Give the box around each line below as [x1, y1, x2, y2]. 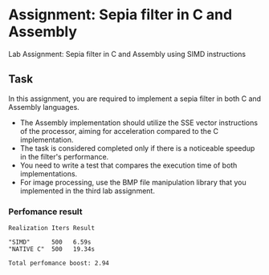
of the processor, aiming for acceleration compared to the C [19, 126, 219, 135]
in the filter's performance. [19, 152, 109, 161]
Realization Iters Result [8, 224, 95, 233]
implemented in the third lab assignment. [19, 186, 155, 196]
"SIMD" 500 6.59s [8, 238, 92, 246]
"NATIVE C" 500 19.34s [8, 245, 95, 253]
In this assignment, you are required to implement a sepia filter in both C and [8, 94, 262, 103]
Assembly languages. [8, 102, 80, 111]
